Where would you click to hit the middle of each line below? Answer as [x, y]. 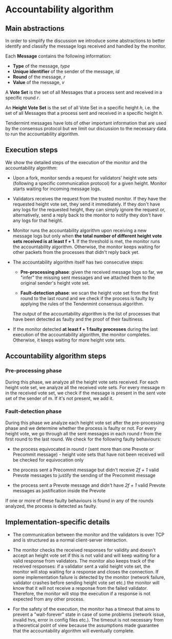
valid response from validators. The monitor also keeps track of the [83, 561]
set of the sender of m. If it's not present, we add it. [60, 398]
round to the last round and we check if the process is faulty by [87, 298]
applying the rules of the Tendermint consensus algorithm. [82, 304]
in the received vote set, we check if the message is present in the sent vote [86, 393]
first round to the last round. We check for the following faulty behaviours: [83, 439]
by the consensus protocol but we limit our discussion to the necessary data [86, 128]
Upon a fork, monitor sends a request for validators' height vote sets [85, 177]
